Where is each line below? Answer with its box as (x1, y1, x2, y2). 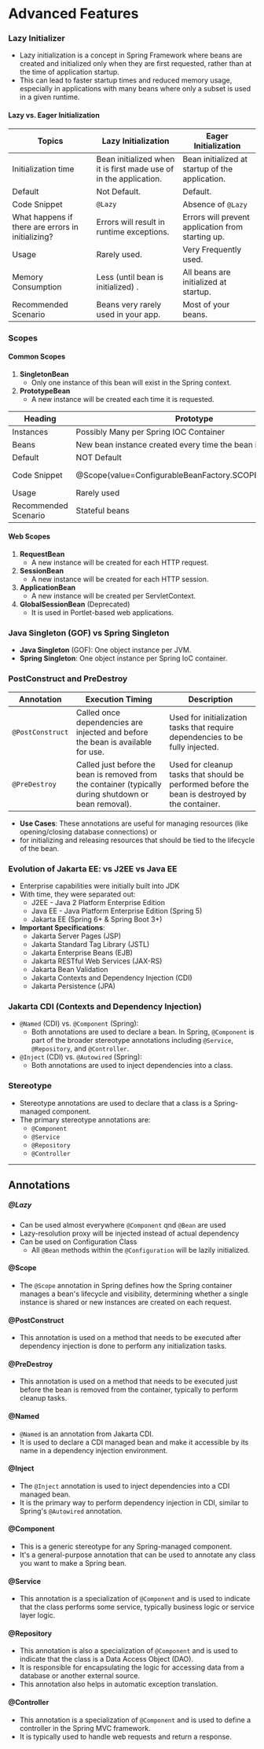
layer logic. (19, 1611, 56, 1620)
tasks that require (169, 721, 234, 732)
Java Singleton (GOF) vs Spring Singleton (8, 627, 170, 638)
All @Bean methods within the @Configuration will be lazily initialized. (31, 1245, 250, 1254)
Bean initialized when (96, 153, 175, 164)
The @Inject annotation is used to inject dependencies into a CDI (19, 1481, 230, 1490)
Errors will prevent (182, 212, 250, 223)
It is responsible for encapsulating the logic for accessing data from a (19, 1662, 245, 1672)
